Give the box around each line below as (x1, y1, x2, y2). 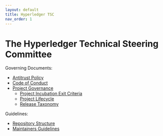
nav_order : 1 (5, 16, 32, 21)
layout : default (5, 7, 39, 12)
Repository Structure (12, 121, 55, 127)
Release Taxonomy (19, 101, 59, 107)
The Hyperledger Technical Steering (5, 38, 159, 49)
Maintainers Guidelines (12, 126, 60, 132)
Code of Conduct (12, 80, 48, 86)
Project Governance (12, 85, 54, 91)
